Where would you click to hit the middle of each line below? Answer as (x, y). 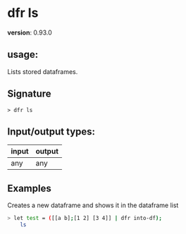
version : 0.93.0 (30, 32)
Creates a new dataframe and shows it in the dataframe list (93, 205)
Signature (29, 94)
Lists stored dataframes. (43, 71)
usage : (23, 55)
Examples (29, 188)
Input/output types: (51, 131)
